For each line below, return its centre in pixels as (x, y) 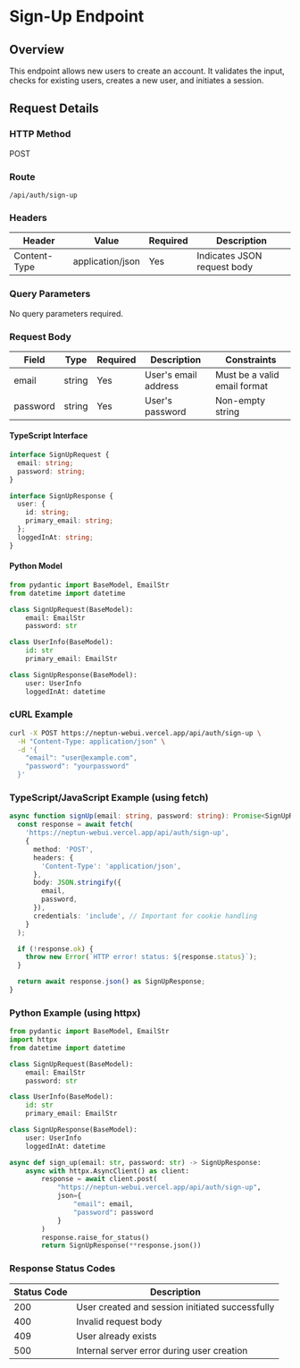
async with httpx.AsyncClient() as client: (108, 1171)
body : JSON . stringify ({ (77, 883)
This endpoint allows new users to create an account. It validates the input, (147, 71)
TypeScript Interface (49, 436)
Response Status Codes (62, 1269)
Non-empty (241, 400)
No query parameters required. (66, 313)
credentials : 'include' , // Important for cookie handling (145, 916)
